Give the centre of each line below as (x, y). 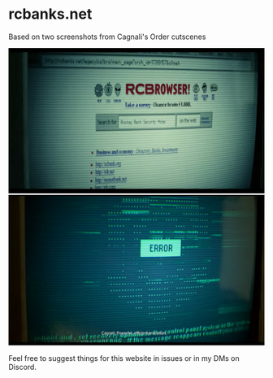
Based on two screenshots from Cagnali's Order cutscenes (107, 37)
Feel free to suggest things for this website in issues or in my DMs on (124, 358)
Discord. (22, 367)
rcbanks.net (50, 14)
